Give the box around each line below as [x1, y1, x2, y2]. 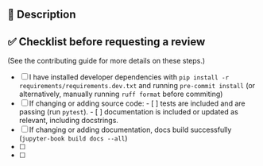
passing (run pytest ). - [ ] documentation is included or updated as [18, 107, 239, 117]
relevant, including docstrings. [18, 116, 118, 125]
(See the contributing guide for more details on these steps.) [7, 56, 206, 66]
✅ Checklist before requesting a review [7, 35, 206, 48]
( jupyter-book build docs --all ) [18, 133, 128, 143]
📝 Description [7, 8, 76, 21]
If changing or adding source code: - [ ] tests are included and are [29, 98, 246, 108]
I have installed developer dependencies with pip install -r [29, 72, 230, 82]
